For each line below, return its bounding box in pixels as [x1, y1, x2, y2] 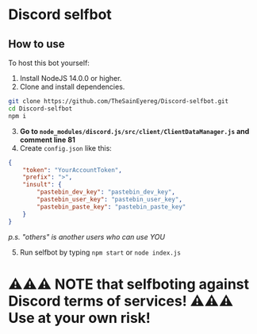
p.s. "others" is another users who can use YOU [8, 232, 165, 241]
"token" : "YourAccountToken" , [22, 166, 123, 174]
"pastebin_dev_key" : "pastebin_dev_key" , [36, 188, 176, 196]
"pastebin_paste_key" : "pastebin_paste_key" [36, 202, 186, 211]
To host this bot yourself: [8, 58, 90, 67]
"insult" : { [22, 181, 62, 189]
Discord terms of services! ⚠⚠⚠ [8, 292, 234, 310]
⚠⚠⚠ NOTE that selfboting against [8, 275, 250, 293]
